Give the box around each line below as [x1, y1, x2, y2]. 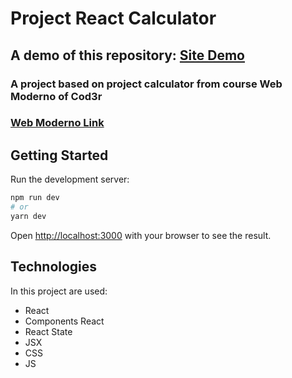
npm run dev [10, 193, 60, 203]
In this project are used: [10, 285, 108, 297]
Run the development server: [10, 173, 130, 186]
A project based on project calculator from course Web [10, 77, 283, 91]
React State [24, 325, 73, 337]
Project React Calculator [10, 7, 217, 30]
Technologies [10, 258, 98, 276]
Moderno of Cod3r [10, 89, 103, 103]
